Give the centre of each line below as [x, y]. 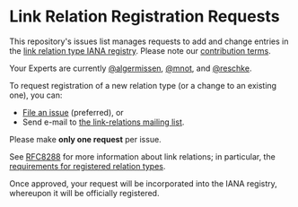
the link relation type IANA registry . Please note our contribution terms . [140, 50]
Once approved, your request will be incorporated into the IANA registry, [144, 183]
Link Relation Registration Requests [145, 17]
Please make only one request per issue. [85, 139]
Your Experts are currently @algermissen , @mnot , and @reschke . [131, 68]
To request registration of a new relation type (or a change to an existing [143, 85]
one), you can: [36, 95]
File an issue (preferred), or [73, 112]
